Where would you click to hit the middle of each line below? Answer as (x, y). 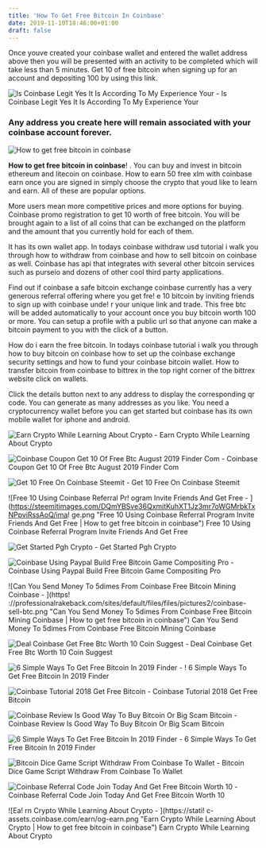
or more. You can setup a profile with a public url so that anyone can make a (133, 321)
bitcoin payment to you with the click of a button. (88, 330)
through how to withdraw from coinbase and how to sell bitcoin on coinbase (133, 255)
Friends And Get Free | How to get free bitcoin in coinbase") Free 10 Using (129, 523)
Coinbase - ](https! (39, 594)
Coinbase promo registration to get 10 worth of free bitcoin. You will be (124, 214)
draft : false (30, 30)
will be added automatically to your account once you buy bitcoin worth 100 (132, 312)
